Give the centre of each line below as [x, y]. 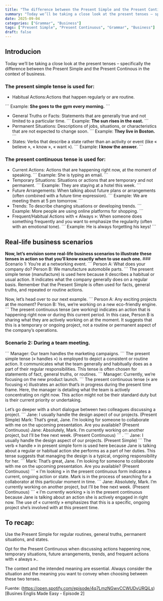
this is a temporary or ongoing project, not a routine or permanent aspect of [81, 325]
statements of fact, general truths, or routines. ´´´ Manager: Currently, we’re [80, 374]
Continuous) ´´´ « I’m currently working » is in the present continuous [74, 492]
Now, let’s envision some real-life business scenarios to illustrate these [78, 254]
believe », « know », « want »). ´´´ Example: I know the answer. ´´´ [77, 147]
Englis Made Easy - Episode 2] [54, 594]
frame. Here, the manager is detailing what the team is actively [68, 390]
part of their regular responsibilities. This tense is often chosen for [71, 369]
